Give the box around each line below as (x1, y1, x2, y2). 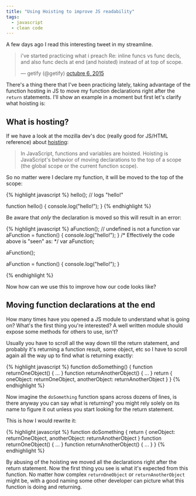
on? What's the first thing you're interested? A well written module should (6, 321, 183, 329)
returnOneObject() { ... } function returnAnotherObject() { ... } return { (6, 370, 173, 377)
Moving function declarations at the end (6, 300, 156, 310)
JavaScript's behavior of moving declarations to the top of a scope (20, 156, 182, 163)
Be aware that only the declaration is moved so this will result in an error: (6, 214, 181, 221)
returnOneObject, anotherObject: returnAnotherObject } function (6, 435, 162, 442)
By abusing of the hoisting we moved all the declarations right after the (6, 458, 177, 466)
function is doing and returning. (6, 483, 82, 490)
